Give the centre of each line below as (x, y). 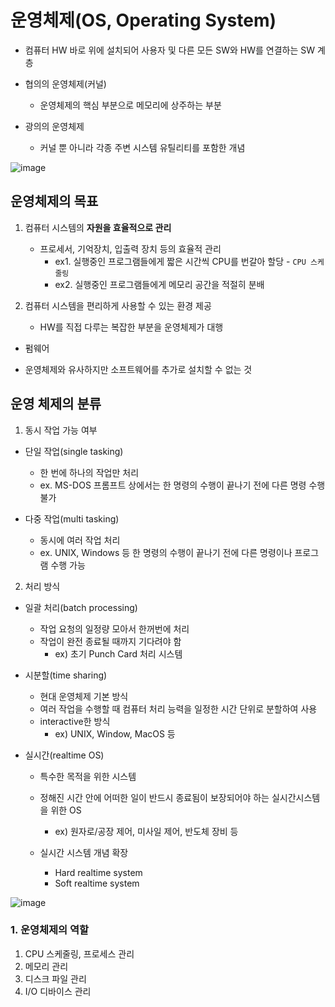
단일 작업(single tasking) (74, 451)
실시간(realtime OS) (64, 755)
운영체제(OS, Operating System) (143, 20)
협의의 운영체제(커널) (65, 83)
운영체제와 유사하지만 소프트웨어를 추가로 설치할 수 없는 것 (138, 369)
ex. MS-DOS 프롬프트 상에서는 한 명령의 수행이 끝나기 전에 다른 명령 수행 (182, 485)
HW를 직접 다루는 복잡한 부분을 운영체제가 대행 (131, 327)
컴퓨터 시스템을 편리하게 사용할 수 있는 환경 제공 (118, 305)
